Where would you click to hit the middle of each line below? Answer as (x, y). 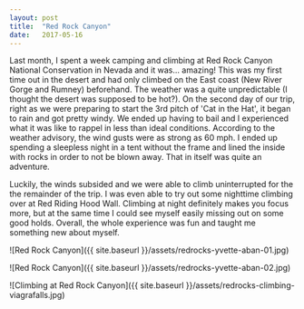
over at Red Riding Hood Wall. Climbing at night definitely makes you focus (149, 204)
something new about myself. (64, 233)
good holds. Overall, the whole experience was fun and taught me (132, 223)
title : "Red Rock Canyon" (60, 26)
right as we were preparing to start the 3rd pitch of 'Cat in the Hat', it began (150, 109)
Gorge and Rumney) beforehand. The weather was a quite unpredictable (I (148, 90)
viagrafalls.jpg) (37, 295)
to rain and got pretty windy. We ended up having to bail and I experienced (149, 118)
